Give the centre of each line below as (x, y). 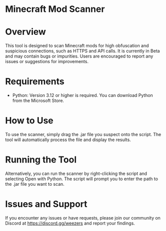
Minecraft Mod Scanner (55, 9)
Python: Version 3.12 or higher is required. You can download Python (83, 95)
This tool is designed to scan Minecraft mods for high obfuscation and (77, 46)
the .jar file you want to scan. (35, 184)
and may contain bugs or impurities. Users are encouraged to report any (79, 56)
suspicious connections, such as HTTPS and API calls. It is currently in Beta (83, 51)
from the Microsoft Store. (38, 101)
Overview (26, 32)
